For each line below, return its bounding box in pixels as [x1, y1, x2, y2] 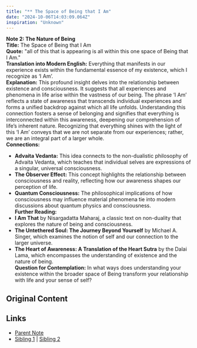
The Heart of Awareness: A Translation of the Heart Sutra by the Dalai [14, 246, 188, 253]
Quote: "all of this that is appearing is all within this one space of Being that [6, 48, 189, 55]
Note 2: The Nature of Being [6, 36, 76, 43]
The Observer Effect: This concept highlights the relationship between [14, 171, 186, 178]
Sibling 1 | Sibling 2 [14, 335, 60, 342]
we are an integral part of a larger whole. [6, 135, 104, 142]
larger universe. [14, 239, 53, 246]
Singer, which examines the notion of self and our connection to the [14, 233, 179, 240]
